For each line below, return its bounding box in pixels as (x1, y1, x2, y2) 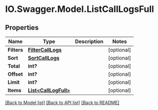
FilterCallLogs (28, 46, 62, 53)
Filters (7, 46, 23, 53)
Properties (5, 23, 39, 32)
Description (75, 38, 104, 45)
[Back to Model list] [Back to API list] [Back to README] (5, 100, 120, 106)
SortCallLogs (28, 55, 60, 61)
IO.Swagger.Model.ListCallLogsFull (5, 3, 155, 15)
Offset (7, 71, 23, 78)
